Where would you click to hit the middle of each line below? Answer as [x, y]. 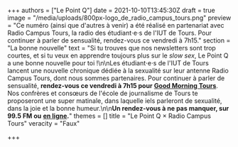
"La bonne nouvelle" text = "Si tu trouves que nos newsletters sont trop [112, 48]
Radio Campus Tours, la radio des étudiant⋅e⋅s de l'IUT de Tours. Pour [109, 33]
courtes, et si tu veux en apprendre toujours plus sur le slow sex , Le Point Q [118, 55]
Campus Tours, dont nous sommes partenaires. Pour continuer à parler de [116, 78]
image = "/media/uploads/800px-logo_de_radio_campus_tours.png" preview [119, 18]
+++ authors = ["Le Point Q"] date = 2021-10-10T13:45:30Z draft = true [111, 10]
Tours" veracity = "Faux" [44, 123]
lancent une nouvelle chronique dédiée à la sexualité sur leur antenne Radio [118, 71]
